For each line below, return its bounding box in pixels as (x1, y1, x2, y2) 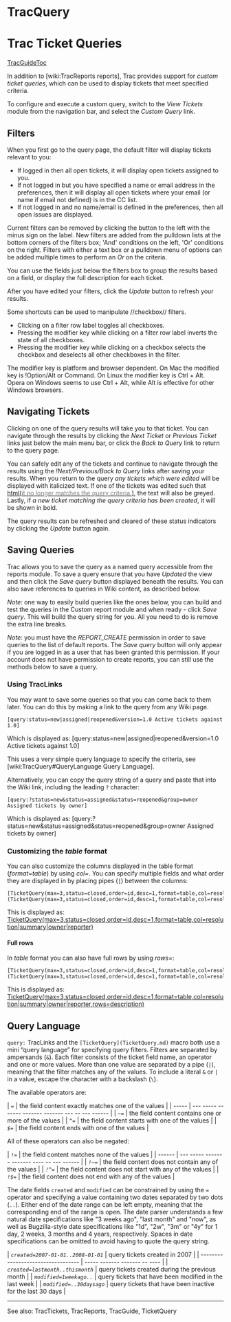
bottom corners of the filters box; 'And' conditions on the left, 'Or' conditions (7, 238, 224, 246)
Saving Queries (7, 544, 74, 556)
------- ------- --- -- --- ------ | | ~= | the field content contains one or (23, 1109, 222, 1118)
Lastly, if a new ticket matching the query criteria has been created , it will (7, 496, 215, 504)
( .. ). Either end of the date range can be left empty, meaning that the (7, 1201, 203, 1209)
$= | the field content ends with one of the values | (7, 1124, 149, 1132)
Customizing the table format (7, 846, 108, 856)
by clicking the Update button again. (7, 524, 110, 532)
